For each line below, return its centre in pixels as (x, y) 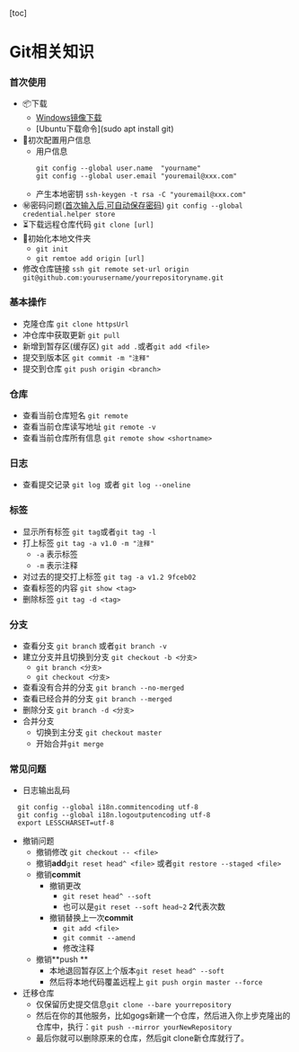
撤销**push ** (62, 959)
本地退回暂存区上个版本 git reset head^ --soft (136, 971)
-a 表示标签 (57, 554)
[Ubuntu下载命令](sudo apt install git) (105, 129)
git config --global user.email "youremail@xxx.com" (136, 176)
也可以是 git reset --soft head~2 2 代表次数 (144, 906)
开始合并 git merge (70, 743)
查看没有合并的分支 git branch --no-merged (103, 687)
